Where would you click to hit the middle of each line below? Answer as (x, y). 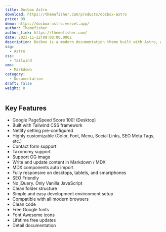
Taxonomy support (31, 152)
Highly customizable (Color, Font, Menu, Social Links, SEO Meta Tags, (83, 136)
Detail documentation (34, 226)
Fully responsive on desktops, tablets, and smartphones (69, 173)
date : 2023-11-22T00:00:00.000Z (38, 38)
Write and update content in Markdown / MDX (59, 162)
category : (15, 74)
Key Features (26, 108)
